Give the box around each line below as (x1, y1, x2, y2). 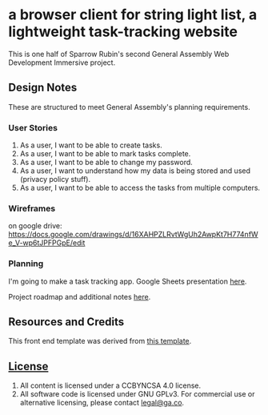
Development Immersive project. (8, 58, 116, 67)
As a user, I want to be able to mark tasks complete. (19, 149, 191, 159)
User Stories (8, 122, 58, 133)
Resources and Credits (8, 315, 125, 329)
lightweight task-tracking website (8, 22, 238, 41)
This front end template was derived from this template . (8, 336, 192, 346)
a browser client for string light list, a (8, 6, 258, 24)
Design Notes (8, 81, 78, 95)
